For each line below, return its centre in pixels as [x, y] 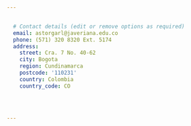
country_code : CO [45, 86]
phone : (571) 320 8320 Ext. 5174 [62, 40]
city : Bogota [39, 60]
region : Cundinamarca [51, 66]
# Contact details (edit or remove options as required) [99, 26]
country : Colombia [47, 79]
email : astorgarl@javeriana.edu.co [66, 33]
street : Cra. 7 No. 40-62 [58, 53]
